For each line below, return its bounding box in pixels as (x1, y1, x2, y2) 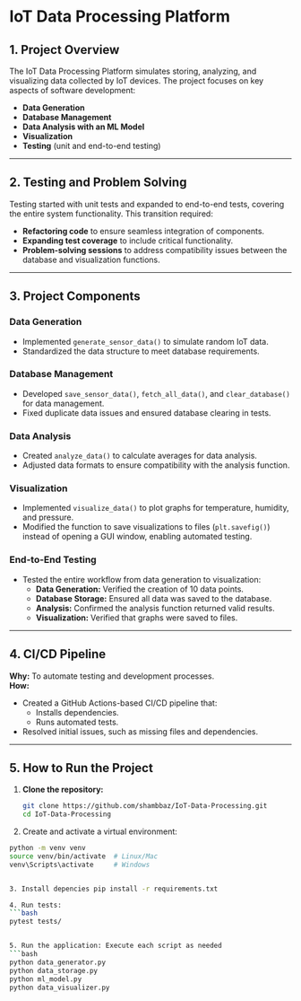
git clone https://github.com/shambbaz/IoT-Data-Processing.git (21, 802, 268, 811)
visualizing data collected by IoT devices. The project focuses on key (9, 75, 264, 86)
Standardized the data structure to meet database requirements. (21, 346, 260, 356)
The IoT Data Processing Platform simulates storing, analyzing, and (9, 66, 257, 76)
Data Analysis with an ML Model (21, 121, 145, 132)
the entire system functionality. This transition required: (9, 208, 213, 219)
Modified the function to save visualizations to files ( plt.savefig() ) (21, 522, 271, 532)
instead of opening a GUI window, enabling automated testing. (21, 531, 253, 542)
